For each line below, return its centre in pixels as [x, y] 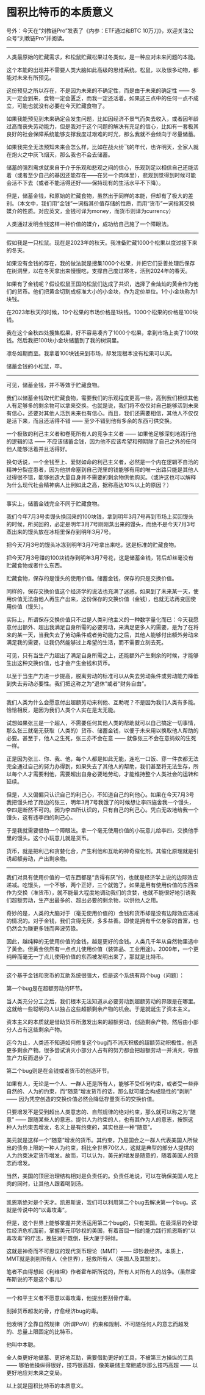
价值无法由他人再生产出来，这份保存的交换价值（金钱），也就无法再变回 [101, 599]
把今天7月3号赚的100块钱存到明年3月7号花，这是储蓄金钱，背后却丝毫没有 [100, 557]
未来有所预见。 [36, 77]
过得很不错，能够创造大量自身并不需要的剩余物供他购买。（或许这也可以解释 [101, 477]
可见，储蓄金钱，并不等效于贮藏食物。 [54, 384]
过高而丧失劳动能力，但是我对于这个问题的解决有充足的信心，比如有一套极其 [103, 126]
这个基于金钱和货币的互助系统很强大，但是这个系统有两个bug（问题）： [95, 975]
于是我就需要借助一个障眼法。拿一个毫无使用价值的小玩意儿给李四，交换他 [100, 830]
